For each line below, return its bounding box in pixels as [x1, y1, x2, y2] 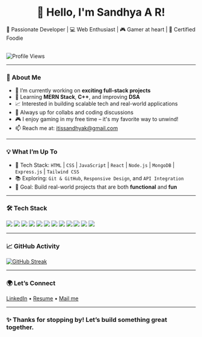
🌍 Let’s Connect [6, 279, 56, 288]
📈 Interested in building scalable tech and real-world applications [14, 100, 179, 107]
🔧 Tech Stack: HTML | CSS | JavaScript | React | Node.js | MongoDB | [14, 161, 175, 168]
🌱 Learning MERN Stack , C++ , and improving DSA [14, 93, 140, 101]
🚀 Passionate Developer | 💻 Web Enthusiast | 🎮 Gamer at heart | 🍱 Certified [6, 25, 196, 33]
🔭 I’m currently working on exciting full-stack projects [14, 87, 151, 94]
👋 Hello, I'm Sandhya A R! [37, 5, 165, 19]
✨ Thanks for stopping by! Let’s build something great [6, 316, 167, 324]
